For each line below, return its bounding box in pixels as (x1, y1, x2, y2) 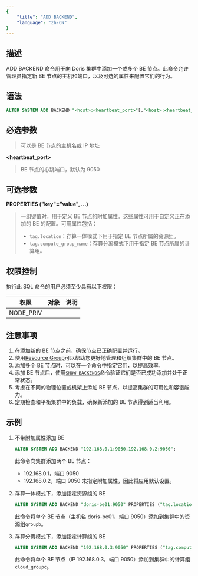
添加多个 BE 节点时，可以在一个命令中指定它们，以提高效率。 (14, 362, 164, 369)
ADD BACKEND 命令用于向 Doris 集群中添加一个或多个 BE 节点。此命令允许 (6, 65, 189, 72)
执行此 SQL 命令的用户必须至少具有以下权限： (6, 283, 118, 290)
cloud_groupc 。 (14, 563, 52, 570)
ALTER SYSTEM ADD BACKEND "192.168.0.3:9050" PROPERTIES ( (14, 544, 163, 551)
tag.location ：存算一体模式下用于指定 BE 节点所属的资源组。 (29, 233, 179, 240)
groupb (25, 521, 41, 527)
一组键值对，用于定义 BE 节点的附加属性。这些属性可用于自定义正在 (20, 213, 186, 220)
